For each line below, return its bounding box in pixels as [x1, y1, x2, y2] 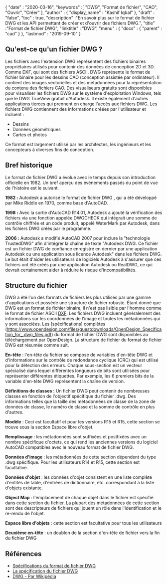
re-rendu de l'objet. [5, 511, 45, 517]
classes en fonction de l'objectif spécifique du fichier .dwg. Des [5, 393, 136, 399]
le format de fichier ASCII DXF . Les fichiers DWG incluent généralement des [5, 310, 161, 316]
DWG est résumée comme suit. [5, 342, 69, 348]
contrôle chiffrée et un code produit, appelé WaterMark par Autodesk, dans [5, 220, 160, 226]
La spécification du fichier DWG [12, 568, 78, 574]
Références [5, 550, 42, 558]
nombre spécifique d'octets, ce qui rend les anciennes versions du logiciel [5, 439, 158, 445]
